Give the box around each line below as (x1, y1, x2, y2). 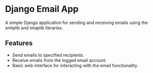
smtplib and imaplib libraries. (5, 24, 63, 30)
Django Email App (5, 3, 79, 15)
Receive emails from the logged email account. (12, 57, 107, 63)
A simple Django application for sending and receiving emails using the (5, 20, 148, 25)
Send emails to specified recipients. (12, 52, 85, 58)
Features (5, 39, 33, 48)
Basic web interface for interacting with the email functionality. (12, 62, 138, 68)
